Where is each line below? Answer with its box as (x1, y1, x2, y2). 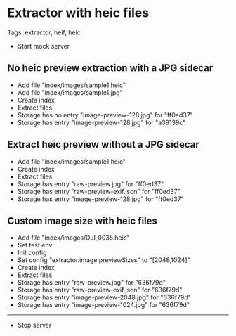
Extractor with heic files (7, 5, 150, 21)
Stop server (17, 321, 52, 330)
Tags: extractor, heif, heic (7, 28, 81, 37)
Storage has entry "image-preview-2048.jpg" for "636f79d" (17, 293, 191, 302)
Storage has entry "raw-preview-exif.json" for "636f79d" (17, 286, 183, 295)
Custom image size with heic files (7, 214, 158, 226)
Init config (17, 248, 47, 257)
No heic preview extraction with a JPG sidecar (7, 62, 214, 75)
